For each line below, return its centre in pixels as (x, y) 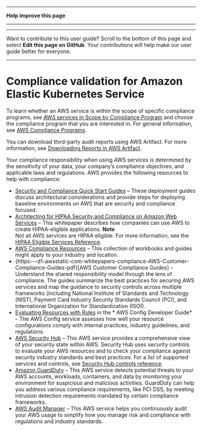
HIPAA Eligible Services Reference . (58, 242)
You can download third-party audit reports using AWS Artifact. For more (97, 142)
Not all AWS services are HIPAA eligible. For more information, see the (102, 235)
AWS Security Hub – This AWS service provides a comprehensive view (103, 338)
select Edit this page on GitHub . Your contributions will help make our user (99, 45)
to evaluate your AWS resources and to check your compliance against (103, 351)
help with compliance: (34, 179)
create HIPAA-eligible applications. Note (65, 229)
